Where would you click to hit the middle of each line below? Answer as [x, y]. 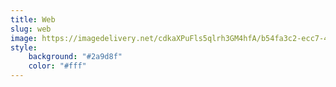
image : [24, 38]
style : [24, 47]
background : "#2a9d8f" [75, 57]
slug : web [31, 29]
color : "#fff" [57, 66]
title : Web [33, 19]
